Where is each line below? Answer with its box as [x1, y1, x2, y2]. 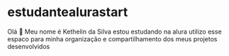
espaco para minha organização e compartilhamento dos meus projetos [7, 34, 218, 43]
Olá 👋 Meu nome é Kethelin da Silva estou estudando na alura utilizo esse [7, 27, 222, 36]
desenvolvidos [7, 42, 50, 50]
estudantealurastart [7, 4, 128, 20]
